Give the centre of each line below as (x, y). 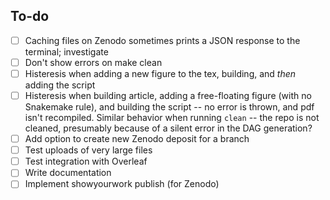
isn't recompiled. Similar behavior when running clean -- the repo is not (172, 118)
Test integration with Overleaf (86, 161)
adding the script (60, 85)
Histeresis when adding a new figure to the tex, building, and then (160, 73)
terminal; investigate (66, 51)
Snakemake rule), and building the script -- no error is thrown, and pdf (169, 107)
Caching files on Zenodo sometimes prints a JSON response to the (162, 40)
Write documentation (68, 173)
